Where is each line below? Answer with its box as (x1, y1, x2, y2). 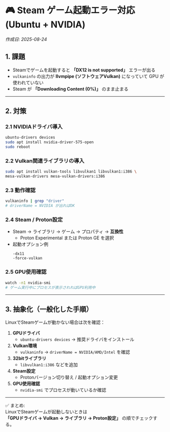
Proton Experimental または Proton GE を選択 (20, 235, 114, 241)
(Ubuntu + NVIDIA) (5, 19, 86, 30)
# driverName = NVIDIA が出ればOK (5, 203, 75, 208)
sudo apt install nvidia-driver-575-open (5, 140, 94, 145)
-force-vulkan (12, 256, 42, 261)
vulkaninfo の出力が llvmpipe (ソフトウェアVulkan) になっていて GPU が (12, 73, 164, 79)
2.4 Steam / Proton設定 (5, 216, 63, 223)
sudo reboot (5, 145, 30, 150)
